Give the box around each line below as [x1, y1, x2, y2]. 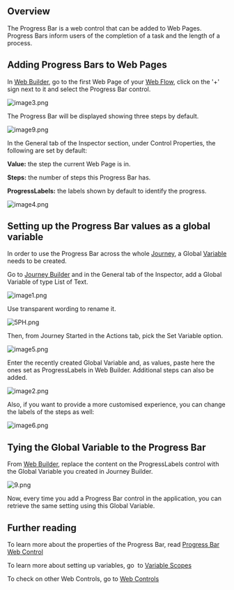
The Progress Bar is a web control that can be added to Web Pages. [7, 24, 202, 32]
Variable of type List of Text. [7, 278, 88, 286]
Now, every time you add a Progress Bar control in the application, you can [7, 494, 221, 503]
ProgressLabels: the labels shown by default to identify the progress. [7, 186, 207, 195]
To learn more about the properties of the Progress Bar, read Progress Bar [7, 541, 220, 549]
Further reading [7, 522, 77, 534]
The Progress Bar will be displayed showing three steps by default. [7, 111, 199, 120]
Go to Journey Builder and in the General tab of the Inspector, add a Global [7, 271, 222, 279]
